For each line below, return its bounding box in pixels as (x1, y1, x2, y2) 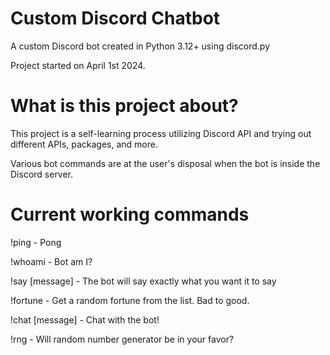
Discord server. (10, 168, 74, 180)
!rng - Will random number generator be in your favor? (10, 333, 235, 345)
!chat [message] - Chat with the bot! (10, 313, 160, 326)
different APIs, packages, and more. (10, 138, 158, 150)
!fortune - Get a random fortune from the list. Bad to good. (10, 294, 250, 306)
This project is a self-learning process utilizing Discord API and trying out (10, 127, 312, 139)
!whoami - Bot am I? (10, 255, 93, 267)
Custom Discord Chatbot (10, 7, 221, 30)
